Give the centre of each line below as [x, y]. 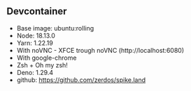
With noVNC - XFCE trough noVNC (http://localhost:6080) [100, 50]
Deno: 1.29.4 [35, 72]
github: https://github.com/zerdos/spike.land [81, 80]
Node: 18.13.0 [36, 35]
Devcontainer [37, 11]
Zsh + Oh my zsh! [42, 65]
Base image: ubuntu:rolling [55, 28]
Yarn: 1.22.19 [35, 43]
